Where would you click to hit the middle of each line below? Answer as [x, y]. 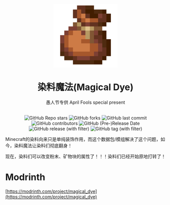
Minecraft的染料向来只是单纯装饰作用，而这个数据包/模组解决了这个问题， [83, 139]
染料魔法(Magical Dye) [86, 87]
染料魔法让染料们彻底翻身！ [43, 145]
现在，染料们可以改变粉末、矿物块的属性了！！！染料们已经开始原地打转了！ [86, 156]
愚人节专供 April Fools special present [86, 102]
